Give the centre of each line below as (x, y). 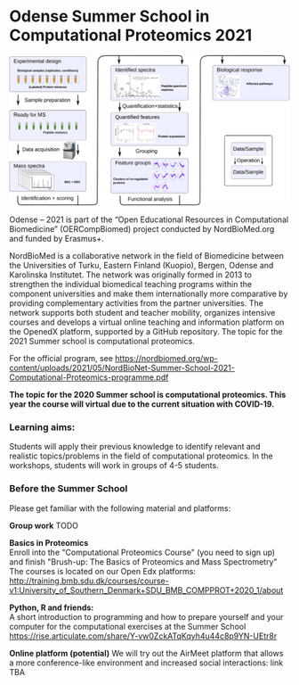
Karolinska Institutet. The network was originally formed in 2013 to (130, 275)
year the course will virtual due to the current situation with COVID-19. (142, 404)
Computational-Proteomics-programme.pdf (89, 377)
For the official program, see (61, 359)
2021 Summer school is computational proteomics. (102, 342)
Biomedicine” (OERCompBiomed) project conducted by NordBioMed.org (142, 229)
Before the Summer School (69, 489)
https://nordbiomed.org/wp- (166, 359)
